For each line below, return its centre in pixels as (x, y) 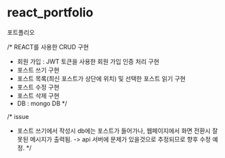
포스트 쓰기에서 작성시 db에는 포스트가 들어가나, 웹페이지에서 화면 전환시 (114, 131)
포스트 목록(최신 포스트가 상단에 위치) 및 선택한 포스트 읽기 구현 (101, 78)
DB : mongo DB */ (42, 103)
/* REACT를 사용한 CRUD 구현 (48, 47)
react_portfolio (50, 13)
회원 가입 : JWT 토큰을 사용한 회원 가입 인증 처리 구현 (88, 61)
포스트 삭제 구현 (38, 95)
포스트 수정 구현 (38, 87)
